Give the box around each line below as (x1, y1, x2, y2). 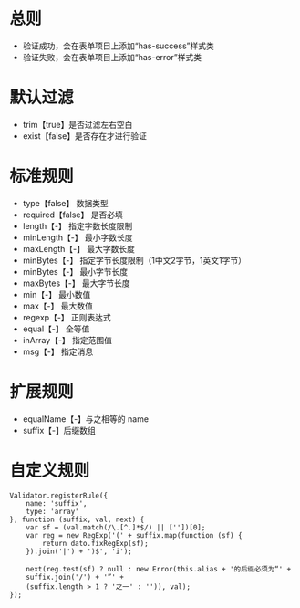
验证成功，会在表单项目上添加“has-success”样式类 (22, 40, 214, 51)
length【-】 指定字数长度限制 (22, 220, 133, 231)
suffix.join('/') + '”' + (26, 572, 125, 582)
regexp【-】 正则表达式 (22, 311, 112, 322)
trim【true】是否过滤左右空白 (22, 119, 133, 130)
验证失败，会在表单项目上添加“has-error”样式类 (22, 51, 202, 62)
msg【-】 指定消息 (22, 346, 94, 357)
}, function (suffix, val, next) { (9, 515, 145, 524)
